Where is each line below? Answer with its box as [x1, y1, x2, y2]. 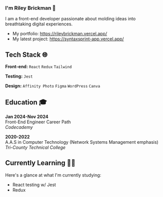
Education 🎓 [5, 98, 47, 106]
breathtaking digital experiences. [5, 21, 73, 27]
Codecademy [5, 124, 33, 130]
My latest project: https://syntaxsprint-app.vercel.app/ [12, 36, 124, 42]
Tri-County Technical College [5, 144, 66, 150]
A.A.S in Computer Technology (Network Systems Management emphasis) [5, 139, 159, 145]
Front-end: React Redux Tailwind [5, 64, 72, 70]
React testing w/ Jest [12, 182, 56, 188]
